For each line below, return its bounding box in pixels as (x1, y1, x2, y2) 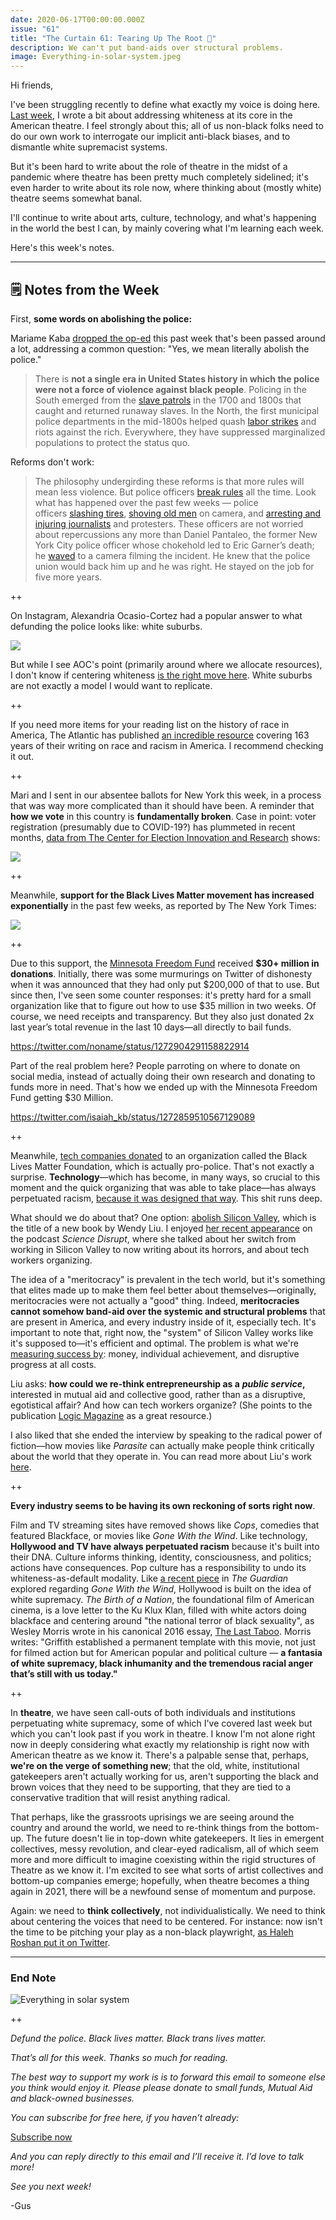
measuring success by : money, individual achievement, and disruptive (10, 1347, 300, 1360)
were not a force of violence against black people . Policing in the (34, 383, 307, 395)
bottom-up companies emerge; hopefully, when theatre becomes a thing (10, 1874, 310, 1886)
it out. (10, 750, 35, 762)
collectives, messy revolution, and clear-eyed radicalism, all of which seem (10, 1842, 320, 1855)
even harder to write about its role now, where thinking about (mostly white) (10, 182, 322, 194)
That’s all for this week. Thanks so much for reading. (10, 2052, 228, 2064)
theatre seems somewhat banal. (10, 192, 143, 205)
